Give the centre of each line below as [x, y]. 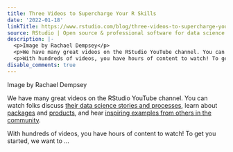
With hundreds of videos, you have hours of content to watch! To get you [112, 133]
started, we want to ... [38, 141]
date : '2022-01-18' [35, 20]
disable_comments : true [42, 65]
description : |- [31, 39]
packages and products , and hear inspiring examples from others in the [109, 113]
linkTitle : [23, 26]
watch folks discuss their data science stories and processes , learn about [112, 105]
